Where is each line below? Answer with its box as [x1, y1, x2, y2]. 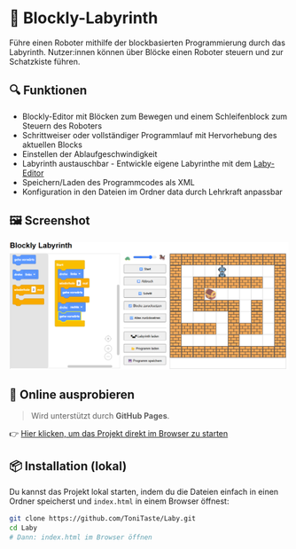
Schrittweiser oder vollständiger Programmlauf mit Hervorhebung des [21, 129, 277, 140]
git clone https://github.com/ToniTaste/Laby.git [9, 514, 197, 523]
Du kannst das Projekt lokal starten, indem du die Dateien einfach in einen [9, 487, 279, 498]
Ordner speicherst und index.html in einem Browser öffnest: [9, 496, 230, 506]
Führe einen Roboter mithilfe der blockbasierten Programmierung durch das [9, 37, 286, 48]
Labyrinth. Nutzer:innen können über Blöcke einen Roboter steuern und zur [9, 46, 284, 57]
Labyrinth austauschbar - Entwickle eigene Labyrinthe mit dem [21, 158, 253, 169]
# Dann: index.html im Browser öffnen [9, 532, 152, 542]
